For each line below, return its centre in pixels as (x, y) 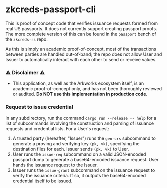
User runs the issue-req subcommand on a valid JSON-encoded (79, 154)
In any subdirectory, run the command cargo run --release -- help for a (81, 118)
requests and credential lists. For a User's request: (57, 128)
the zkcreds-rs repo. (26, 39)
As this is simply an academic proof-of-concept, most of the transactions (81, 49)
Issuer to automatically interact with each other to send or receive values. (81, 59)
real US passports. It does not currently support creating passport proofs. (81, 28)
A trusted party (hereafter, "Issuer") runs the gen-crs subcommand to (84, 138)
